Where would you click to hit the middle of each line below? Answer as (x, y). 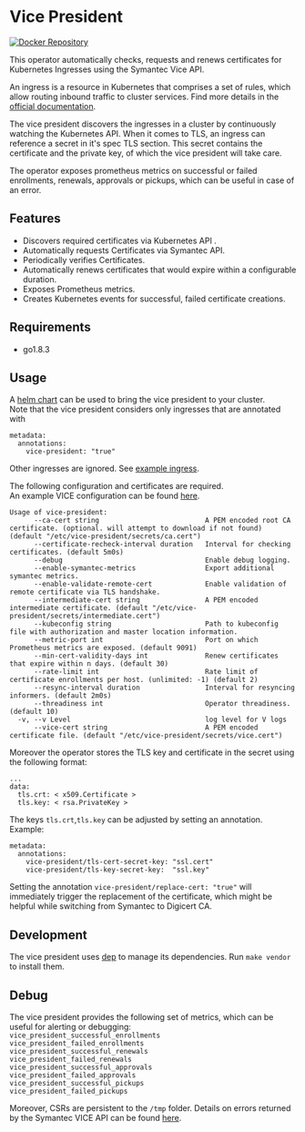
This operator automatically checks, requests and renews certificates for (146, 59)
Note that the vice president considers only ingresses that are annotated (145, 409)
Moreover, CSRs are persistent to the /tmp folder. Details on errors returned (150, 1108)
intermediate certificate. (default (79, 608)
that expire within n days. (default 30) (89, 664)
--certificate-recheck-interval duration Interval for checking (162, 545)
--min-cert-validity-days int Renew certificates (156, 656)
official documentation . (53, 106)
